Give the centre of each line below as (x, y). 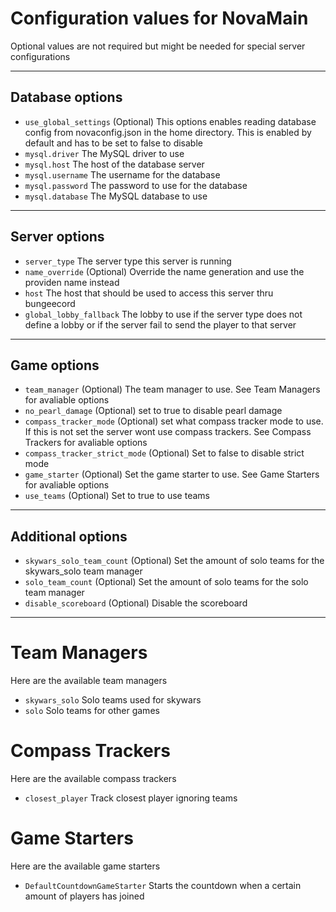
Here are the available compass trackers (93, 779)
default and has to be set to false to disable (113, 143)
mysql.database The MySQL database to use (116, 196)
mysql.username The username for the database (122, 174)
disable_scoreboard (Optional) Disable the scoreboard (136, 603)
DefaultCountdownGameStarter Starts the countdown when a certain (163, 885)
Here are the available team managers (89, 681)
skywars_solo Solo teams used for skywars (113, 700)
